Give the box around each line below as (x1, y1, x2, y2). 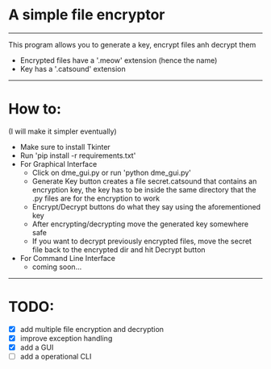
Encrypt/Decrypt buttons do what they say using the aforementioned (31, 201, 261, 211)
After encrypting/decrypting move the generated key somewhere (31, 219, 249, 229)
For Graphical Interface (19, 159, 98, 168)
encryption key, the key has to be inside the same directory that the (31, 184, 256, 194)
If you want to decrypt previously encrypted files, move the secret (31, 236, 252, 246)
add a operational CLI (19, 352, 92, 361)
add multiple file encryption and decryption (19, 324, 164, 334)
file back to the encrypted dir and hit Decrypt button (31, 244, 206, 255)
